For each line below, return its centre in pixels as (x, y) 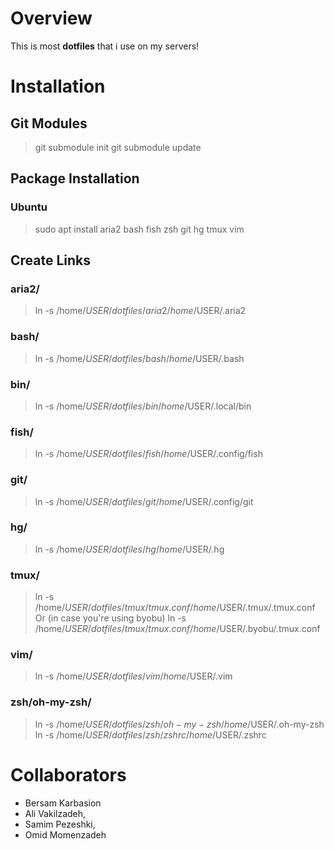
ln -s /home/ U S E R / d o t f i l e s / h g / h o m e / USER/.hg (129, 549)
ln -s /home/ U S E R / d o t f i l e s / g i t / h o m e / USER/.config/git (144, 501)
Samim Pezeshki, (60, 824)
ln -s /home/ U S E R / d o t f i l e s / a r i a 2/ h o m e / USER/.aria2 (140, 311)
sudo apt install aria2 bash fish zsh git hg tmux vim (139, 229)
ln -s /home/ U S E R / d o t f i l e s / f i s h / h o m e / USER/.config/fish (148, 454)
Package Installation (75, 178)
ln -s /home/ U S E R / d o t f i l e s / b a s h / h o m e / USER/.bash (139, 358)
